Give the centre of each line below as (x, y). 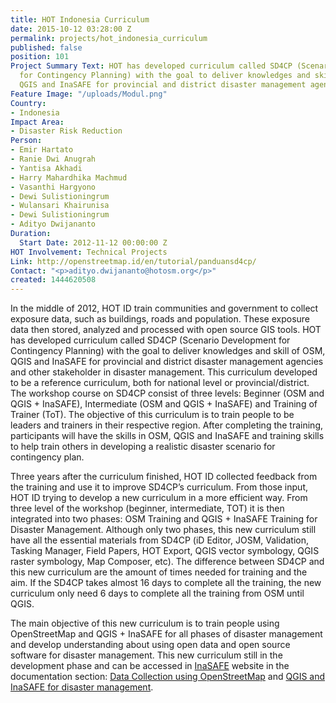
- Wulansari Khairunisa (60, 206)
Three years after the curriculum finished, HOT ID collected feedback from (164, 477)
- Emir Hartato (42, 150)
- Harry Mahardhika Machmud (69, 177)
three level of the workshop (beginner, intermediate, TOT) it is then (147, 508)
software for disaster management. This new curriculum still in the (146, 655)
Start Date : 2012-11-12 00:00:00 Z (93, 242)
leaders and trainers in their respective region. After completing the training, (167, 425)
